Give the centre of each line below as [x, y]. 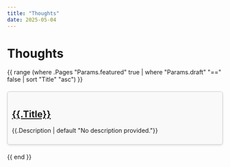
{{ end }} [20, 157]
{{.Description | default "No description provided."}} [85, 131]
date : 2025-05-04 [32, 20]
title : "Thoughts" [33, 13]
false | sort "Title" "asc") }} [45, 80]
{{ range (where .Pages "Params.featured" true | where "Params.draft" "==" [114, 72]
